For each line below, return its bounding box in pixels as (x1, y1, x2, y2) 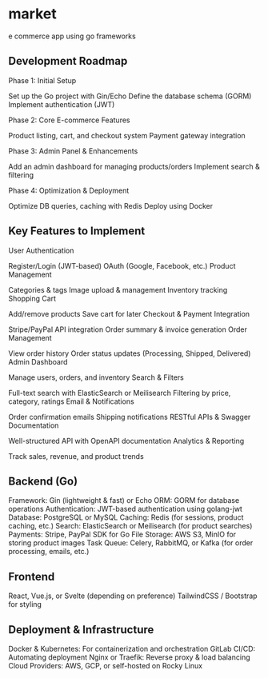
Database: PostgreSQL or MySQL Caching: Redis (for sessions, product (8, 512, 244, 522)
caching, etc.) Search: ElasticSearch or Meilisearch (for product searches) (8, 521, 253, 531)
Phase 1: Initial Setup (8, 75, 77, 85)
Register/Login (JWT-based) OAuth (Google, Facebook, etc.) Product (8, 261, 236, 270)
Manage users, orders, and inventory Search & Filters (8, 373, 184, 382)
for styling (8, 600, 42, 609)
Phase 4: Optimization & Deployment (8, 185, 130, 195)
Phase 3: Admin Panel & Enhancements (8, 146, 138, 156)
